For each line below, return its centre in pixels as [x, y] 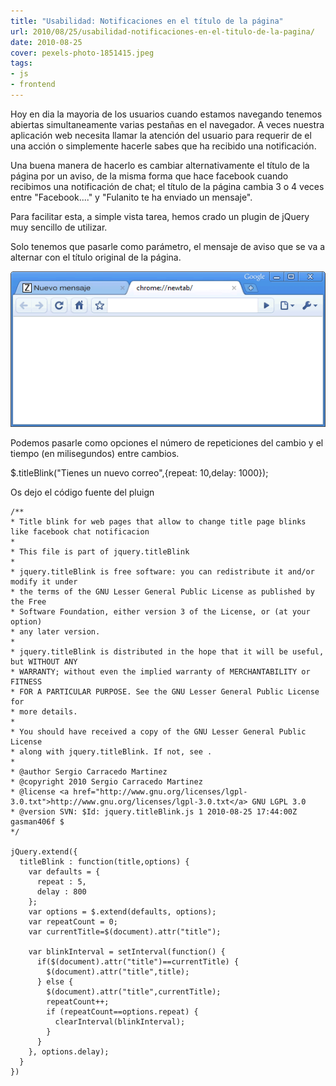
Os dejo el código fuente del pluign [82, 492]
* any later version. [55, 632]
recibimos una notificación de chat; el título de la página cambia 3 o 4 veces [167, 186]
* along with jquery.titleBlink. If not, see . [111, 752]
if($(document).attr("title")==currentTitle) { [138, 962]
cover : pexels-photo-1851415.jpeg [82, 53]
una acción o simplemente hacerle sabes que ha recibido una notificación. [163, 146]
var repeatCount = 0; [73, 922]
